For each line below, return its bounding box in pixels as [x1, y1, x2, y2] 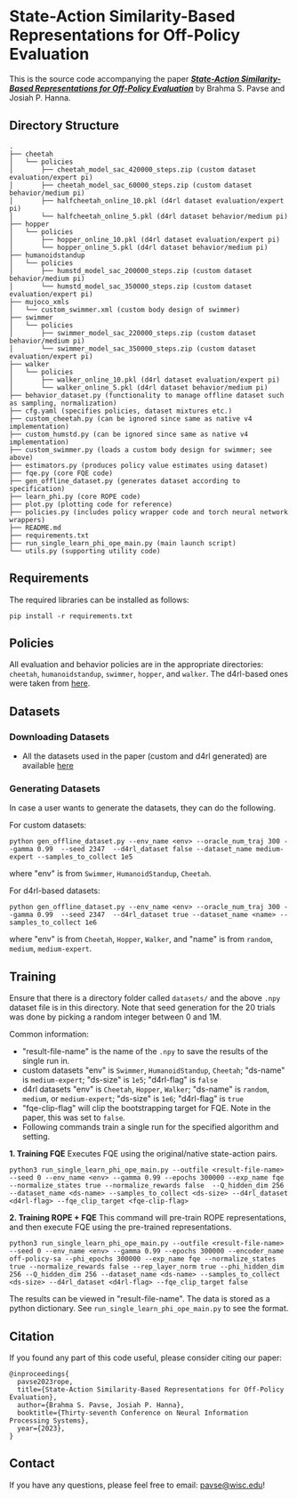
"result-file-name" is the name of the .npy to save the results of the [21, 1046, 269, 1057]
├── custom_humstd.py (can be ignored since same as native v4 [9, 430, 249, 439]
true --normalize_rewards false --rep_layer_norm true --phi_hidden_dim [9, 1262, 285, 1271]
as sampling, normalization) [9, 399, 117, 407]
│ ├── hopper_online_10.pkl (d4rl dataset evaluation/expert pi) [9, 235, 280, 244]
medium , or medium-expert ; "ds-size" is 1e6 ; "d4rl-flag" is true [21, 1093, 245, 1104]
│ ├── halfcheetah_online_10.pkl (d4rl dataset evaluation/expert [9, 196, 285, 206]
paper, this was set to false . [21, 1112, 126, 1123]
